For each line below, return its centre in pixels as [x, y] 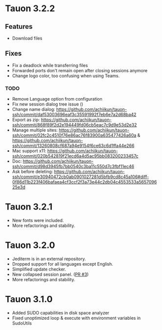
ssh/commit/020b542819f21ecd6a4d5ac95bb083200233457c [75, 156]
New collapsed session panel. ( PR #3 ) [50, 274]
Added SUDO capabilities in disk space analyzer [61, 312]
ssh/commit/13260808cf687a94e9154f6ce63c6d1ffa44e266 [73, 146]
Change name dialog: [33, 109]
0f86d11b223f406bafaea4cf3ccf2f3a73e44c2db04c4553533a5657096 [84, 182]
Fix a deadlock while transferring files [50, 65]
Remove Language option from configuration [57, 99]
